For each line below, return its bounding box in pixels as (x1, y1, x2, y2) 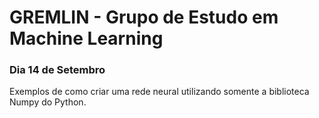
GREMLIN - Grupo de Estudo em (9, 6, 279, 29)
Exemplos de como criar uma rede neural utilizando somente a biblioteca (9, 86, 310, 98)
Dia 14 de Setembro (9, 63, 106, 77)
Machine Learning (9, 27, 164, 50)
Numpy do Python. (9, 96, 87, 108)
